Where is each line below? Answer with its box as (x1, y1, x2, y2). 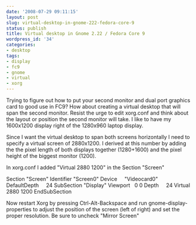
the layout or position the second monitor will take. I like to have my (6, 116, 172, 122)
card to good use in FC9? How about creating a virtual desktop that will (6, 103, 181, 110)
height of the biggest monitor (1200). (6, 153, 97, 159)
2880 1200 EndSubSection (6, 188, 72, 195)
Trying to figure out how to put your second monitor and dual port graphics (6, 97, 191, 104)
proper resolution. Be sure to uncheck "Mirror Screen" (6, 212, 139, 219)
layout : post (6, 14, 39, 20)
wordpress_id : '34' (6, 36, 55, 42)
